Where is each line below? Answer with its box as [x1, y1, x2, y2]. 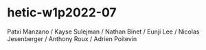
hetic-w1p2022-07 [7, 5, 117, 21]
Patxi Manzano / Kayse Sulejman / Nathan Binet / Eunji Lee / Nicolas [7, 27, 200, 36]
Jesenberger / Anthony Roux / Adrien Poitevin [7, 34, 137, 42]
